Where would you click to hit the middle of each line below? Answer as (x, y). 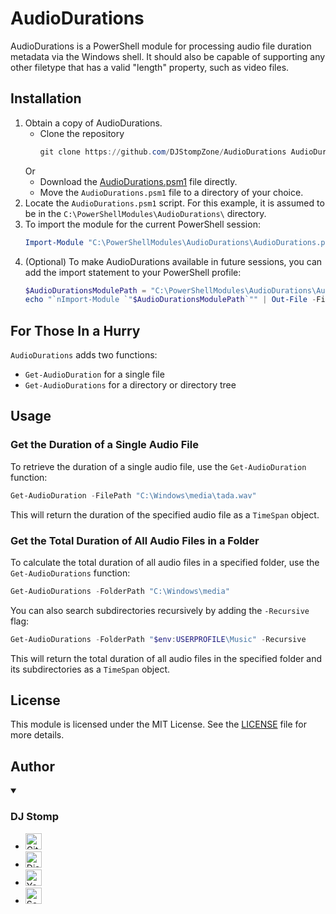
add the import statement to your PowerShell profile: (133, 272)
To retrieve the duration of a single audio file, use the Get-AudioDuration (158, 466)
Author (32, 766)
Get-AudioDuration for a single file (94, 374)
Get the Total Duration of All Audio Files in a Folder (135, 540)
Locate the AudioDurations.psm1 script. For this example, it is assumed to (174, 203)
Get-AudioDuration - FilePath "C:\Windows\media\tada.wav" (133, 495)
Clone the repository (82, 133)
